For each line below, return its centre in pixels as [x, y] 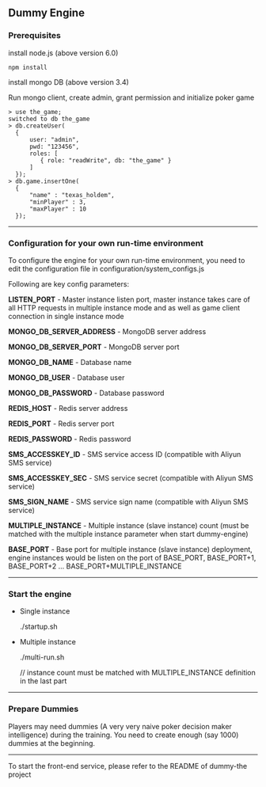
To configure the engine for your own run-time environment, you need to [127, 260]
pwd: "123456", [54, 146]
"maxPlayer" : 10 [58, 209]
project [20, 774]
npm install [28, 67]
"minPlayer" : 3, [58, 202]
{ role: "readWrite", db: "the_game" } [106, 160]
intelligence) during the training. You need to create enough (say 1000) [123, 735]
